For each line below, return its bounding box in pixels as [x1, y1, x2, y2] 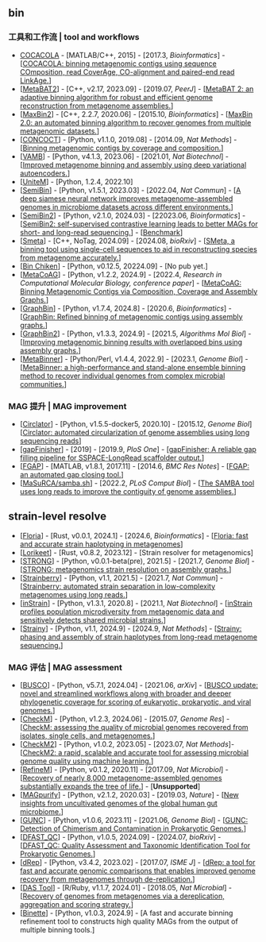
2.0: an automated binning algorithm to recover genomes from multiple [19, 118, 252, 127]
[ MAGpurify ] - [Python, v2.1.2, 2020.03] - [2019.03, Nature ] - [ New [19, 790, 240, 800]
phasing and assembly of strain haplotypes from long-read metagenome [19, 631, 258, 642]
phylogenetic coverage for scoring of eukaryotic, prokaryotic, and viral [19, 697, 252, 707]
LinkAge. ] [19, 75, 52, 85]
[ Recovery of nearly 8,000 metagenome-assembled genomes [19, 774, 222, 783]
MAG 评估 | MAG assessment [8, 662, 123, 673]
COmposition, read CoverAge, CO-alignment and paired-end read [19, 67, 235, 76]
